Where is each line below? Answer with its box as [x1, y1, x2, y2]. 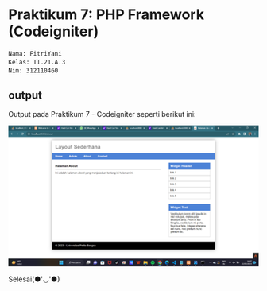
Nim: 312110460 [8, 66, 59, 75]
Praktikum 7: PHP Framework [8, 6, 205, 24]
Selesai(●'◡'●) [8, 274, 60, 284]
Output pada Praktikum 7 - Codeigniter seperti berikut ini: [8, 110, 196, 119]
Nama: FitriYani [8, 49, 62, 57]
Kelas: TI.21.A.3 [8, 58, 66, 66]
